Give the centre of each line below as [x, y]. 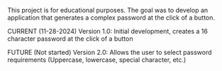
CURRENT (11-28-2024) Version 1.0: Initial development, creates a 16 [107, 31]
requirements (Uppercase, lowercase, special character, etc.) [97, 60]
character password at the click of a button [70, 39]
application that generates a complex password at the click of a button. [111, 18]
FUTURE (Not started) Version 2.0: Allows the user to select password [110, 52]
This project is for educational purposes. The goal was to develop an [108, 10]
